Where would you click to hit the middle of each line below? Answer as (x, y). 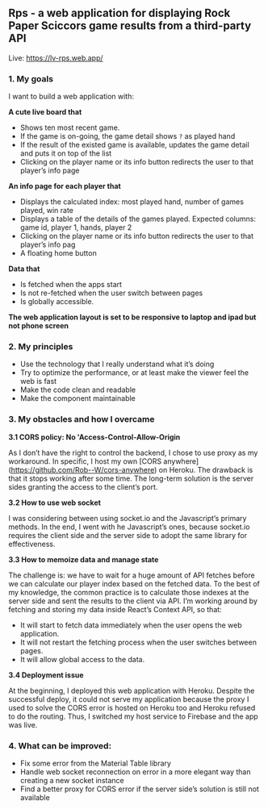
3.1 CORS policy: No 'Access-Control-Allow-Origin (94, 437)
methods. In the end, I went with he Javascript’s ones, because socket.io (129, 527)
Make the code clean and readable (77, 390)
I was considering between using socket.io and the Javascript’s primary (128, 518)
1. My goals (31, 78)
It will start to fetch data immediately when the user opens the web (131, 625)
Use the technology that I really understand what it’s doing (117, 364)
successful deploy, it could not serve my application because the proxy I (129, 699)
